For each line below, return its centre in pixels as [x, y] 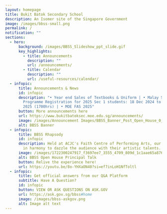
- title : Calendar [42, 70]
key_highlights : [35, 51]
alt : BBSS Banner [36, 125]
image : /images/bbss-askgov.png [52, 199]
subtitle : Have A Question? [47, 181]
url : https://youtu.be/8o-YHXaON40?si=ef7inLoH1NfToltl [77, 167]
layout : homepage [23, 10]
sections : [15, 38]
